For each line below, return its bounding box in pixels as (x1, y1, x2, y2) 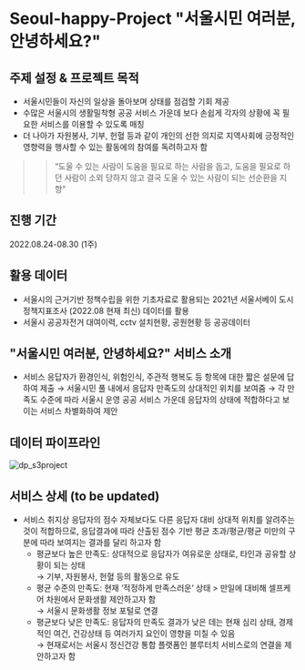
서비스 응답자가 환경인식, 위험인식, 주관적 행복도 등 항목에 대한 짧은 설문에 (22, 371, 285, 382)
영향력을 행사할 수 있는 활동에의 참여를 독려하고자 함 (22, 142, 208, 152)
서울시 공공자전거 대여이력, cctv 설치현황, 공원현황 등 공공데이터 (22, 316, 251, 328)
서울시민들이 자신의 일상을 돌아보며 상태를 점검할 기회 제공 (22, 96, 230, 107)
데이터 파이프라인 (9, 434, 101, 451)
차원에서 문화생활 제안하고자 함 (46, 594, 157, 605)
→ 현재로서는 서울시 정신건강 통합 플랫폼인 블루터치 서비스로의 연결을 (36, 639, 282, 651)
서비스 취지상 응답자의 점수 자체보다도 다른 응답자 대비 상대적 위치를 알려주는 (22, 514, 296, 525)
